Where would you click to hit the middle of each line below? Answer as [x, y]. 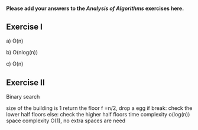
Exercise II [26, 82]
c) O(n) [15, 64]
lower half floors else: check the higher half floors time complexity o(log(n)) [98, 115]
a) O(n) [15, 41]
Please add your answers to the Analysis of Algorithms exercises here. [95, 8]
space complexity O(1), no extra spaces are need [66, 121]
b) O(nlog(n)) [22, 53]
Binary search [23, 97]
